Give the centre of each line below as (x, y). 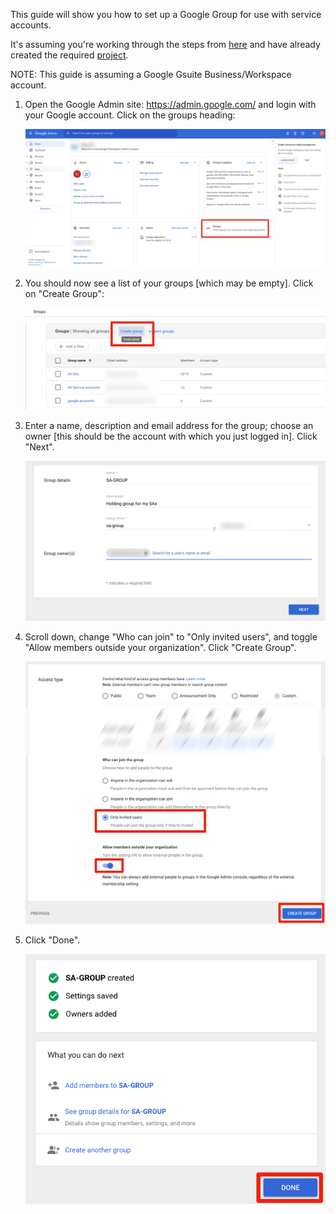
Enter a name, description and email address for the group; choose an (169, 426)
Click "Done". (52, 940)
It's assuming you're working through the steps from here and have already (165, 44)
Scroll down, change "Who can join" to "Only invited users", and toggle (171, 637)
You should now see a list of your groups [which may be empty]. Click (169, 283)
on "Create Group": (64, 294)
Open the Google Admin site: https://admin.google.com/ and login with (170, 104)
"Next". (39, 447)
